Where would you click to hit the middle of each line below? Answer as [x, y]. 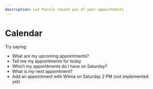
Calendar [24, 33]
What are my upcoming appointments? [50, 56]
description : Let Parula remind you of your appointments [64, 9]
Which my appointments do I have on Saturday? [60, 66]
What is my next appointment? [42, 71]
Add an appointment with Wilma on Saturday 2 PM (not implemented [80, 76]
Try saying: [16, 47]
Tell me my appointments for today [47, 61]
